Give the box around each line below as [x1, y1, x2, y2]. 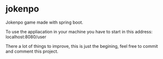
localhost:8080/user [5, 34, 46, 40]
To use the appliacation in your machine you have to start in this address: [5, 29, 153, 34]
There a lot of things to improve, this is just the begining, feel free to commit [5, 43, 158, 49]
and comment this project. [5, 48, 59, 54]
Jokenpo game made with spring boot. [5, 19, 83, 25]
